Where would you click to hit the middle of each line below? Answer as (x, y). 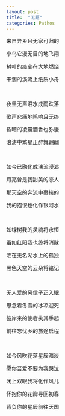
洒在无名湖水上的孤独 (32, 255)
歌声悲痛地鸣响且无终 (32, 117)
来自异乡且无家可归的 (32, 41)
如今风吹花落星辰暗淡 (32, 356)
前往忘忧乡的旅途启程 (32, 331)
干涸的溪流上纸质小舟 (32, 80)
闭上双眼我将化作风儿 (32, 381)
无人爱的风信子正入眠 (32, 292)
